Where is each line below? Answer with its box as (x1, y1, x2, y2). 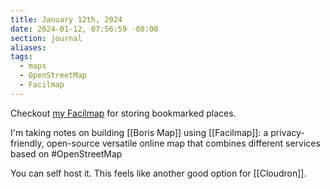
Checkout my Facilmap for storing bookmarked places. (10, 107, 237, 119)
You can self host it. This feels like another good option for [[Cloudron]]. (10, 167, 307, 179)
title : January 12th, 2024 (10, 14, 123, 25)
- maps (19, 61, 47, 71)
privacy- (270, 126, 305, 138)
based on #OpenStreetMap (10, 147, 123, 160)
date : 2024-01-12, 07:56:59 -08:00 (10, 24, 159, 34)
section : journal (10, 33, 83, 43)
